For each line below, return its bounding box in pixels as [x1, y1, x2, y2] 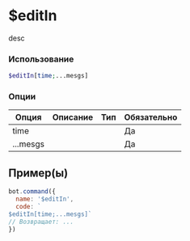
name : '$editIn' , [15, 195, 74, 204]
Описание [52, 112, 94, 123]
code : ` [15, 202, 42, 210]
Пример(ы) [8, 166, 69, 180]
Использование [8, 53, 74, 65]
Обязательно [124, 112, 178, 123]
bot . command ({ [8, 188, 57, 196]
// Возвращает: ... [8, 218, 74, 226]
